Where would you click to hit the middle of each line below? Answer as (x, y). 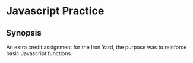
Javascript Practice (55, 11)
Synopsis (24, 33)
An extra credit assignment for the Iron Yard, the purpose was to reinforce (96, 47)
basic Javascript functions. (39, 53)
